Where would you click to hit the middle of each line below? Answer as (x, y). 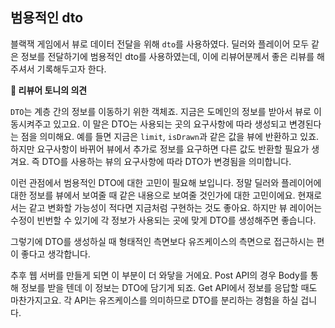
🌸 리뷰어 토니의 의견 (49, 90)
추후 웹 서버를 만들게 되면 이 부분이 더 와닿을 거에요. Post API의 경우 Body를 (159, 275)
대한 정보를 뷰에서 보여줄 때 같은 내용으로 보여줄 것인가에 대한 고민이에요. (153, 195)
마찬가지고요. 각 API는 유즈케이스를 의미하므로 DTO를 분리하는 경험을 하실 (154, 300)
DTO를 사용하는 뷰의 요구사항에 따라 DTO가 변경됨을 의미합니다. (166, 161)
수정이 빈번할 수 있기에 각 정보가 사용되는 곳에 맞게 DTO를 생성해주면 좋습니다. (163, 220)
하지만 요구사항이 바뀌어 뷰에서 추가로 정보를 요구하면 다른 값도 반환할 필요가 (160, 149)
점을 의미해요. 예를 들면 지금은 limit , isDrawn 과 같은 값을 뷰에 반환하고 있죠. (170, 136)
